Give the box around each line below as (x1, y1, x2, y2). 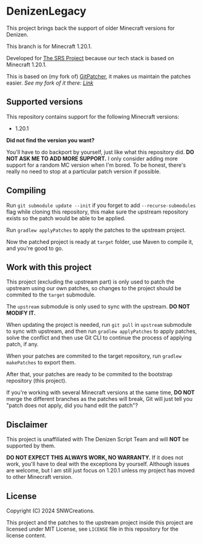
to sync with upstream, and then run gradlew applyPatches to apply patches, (6, 327, 197, 335)
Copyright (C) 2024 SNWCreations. (6, 507, 95, 514)
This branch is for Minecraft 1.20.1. (6, 43, 92, 50)
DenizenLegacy (6, 4, 87, 18)
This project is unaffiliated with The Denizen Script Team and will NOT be (6, 436, 189, 443)
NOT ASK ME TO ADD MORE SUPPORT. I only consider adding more (6, 155, 178, 162)
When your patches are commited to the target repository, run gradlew (6, 352, 182, 360)
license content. (6, 532, 47, 539)
